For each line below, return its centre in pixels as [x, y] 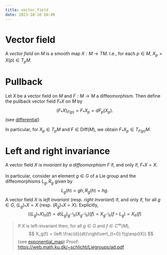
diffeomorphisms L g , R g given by [39, 182]
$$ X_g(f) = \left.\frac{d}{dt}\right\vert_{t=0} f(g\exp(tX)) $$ [91, 234]
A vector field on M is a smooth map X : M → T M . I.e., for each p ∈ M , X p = [84, 54]
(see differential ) [22, 119]
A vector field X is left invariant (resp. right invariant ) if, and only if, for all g [83, 199]
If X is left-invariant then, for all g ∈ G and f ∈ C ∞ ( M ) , [74, 225]
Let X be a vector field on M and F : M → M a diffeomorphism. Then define [83, 96]
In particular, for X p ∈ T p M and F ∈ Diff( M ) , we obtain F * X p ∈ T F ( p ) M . [78, 130]
